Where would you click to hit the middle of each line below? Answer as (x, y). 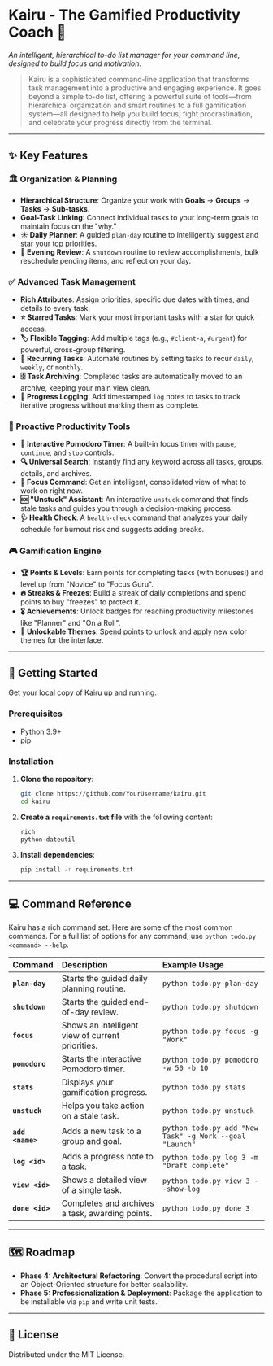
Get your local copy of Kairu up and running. (82, 692)
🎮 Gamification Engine (55, 551)
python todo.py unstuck (208, 1111)
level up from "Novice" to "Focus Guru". (87, 584)
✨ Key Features (48, 156)
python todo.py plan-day (210, 984)
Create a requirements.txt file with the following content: (117, 817)
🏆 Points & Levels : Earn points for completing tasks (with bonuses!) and (142, 572)
